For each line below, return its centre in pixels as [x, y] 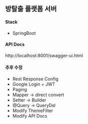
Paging [20, 89]
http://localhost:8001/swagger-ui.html [44, 55]
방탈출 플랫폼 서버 [31, 9]
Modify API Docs [30, 116]
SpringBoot [24, 33]
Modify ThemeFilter [33, 111]
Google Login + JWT [34, 84]
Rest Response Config [35, 79]
